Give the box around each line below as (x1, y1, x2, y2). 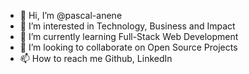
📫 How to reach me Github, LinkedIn (19, 53, 173, 64)
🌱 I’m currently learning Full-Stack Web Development (19, 31, 239, 42)
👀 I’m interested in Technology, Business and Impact (19, 20, 236, 32)
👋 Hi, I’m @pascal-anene (19, 10, 123, 21)
